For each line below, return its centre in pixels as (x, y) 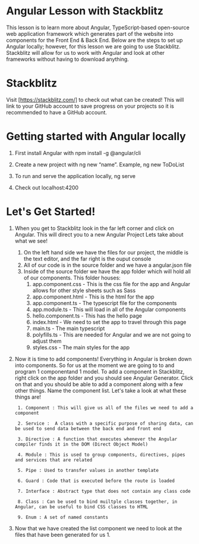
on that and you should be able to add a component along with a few (99, 384)
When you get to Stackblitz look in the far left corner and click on (94, 228)
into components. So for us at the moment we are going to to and (94, 365)
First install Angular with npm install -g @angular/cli (78, 153)
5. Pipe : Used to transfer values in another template (88, 470)
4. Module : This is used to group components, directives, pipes (101, 455)
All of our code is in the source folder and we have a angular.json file (108, 265)
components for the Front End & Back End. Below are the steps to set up (94, 40)
